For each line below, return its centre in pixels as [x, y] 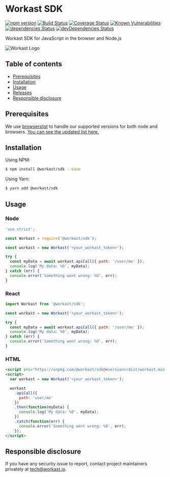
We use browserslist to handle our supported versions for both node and [81, 126]
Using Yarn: [18, 179]
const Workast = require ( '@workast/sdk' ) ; [51, 238]
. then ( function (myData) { [42, 407]
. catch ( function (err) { [40, 422]
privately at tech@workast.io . [36, 469]
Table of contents [34, 64]
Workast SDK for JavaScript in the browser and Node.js [64, 38]
